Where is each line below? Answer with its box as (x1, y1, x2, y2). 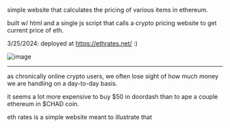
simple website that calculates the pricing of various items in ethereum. (7, 6, 209, 14)
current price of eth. (7, 27, 64, 34)
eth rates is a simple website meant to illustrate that (7, 113, 153, 121)
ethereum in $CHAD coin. (7, 100, 79, 108)
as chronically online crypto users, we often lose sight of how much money (7, 72, 219, 80)
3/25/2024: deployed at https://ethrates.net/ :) (7, 39, 138, 47)
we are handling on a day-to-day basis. (7, 80, 118, 87)
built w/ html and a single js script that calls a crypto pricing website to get (7, 19, 217, 27)
